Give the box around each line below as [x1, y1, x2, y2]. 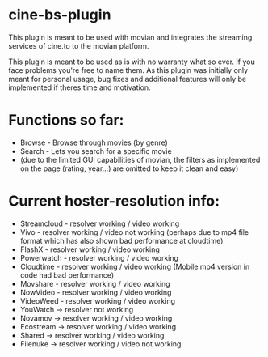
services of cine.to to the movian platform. [8, 40, 149, 50]
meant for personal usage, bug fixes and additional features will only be [8, 74, 247, 83]
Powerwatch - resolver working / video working [19, 253, 179, 262]
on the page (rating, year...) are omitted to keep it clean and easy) [19, 164, 239, 173]
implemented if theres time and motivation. [8, 83, 151, 92]
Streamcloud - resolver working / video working [19, 219, 180, 228]
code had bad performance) [19, 270, 115, 280]
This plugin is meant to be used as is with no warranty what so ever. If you [8, 57, 256, 66]
